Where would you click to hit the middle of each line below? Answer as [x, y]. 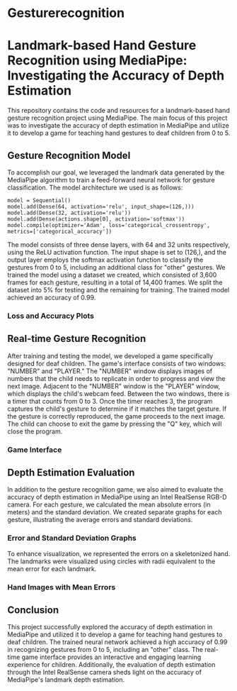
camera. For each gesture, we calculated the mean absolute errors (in [109, 504]
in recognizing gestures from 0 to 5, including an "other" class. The [105, 650]
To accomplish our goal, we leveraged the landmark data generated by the [116, 172]
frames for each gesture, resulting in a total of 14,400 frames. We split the [115, 282]
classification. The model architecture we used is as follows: [95, 187]
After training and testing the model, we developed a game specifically [110, 355]
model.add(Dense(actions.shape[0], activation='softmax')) [96, 219]
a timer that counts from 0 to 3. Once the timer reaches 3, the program [110, 401]
